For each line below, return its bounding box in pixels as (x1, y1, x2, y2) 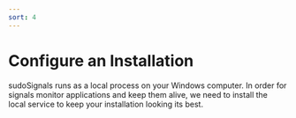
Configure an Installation (8, 50, 194, 70)
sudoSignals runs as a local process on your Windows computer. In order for (8, 80, 287, 91)
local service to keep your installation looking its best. (8, 99, 204, 109)
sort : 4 (8, 12, 37, 22)
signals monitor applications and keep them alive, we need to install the (8, 89, 269, 100)
